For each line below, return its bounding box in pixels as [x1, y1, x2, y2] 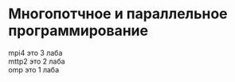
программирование [8, 21, 149, 40]
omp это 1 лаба [8, 64, 60, 74]
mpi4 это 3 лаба [8, 48, 63, 57]
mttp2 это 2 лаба [8, 57, 65, 66]
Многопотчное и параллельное [8, 5, 228, 23]
